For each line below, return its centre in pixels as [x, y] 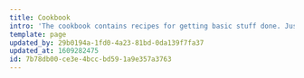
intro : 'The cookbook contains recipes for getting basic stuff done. [145, 26]
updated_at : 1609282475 [54, 51]
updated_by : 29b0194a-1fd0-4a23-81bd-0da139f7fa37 [107, 43]
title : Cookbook [40, 17]
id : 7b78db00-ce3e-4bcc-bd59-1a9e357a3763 [90, 59]
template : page [38, 34]
